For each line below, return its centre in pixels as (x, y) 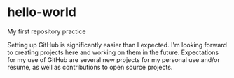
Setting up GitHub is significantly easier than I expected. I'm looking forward (117, 45)
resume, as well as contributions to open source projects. (90, 67)
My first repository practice (47, 31)
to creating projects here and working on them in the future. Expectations (113, 52)
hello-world (42, 12)
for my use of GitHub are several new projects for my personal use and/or (114, 59)
